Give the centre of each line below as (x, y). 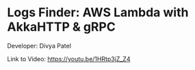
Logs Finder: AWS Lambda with (98, 13)
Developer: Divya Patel (39, 46)
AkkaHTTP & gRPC (62, 27)
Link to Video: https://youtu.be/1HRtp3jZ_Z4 (69, 58)
